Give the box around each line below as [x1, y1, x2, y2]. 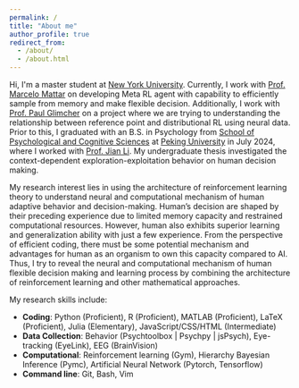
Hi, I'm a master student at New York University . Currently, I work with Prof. [9, 80, 286, 89]
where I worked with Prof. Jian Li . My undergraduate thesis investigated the [9, 146, 287, 156]
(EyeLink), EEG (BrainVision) [54, 341, 159, 350]
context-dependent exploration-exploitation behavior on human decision [9, 156, 277, 165]
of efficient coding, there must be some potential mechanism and [9, 239, 250, 249]
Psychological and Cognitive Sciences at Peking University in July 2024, [9, 136, 276, 147]
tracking [21, 341, 54, 350]
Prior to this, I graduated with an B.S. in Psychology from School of [9, 127, 254, 137]
